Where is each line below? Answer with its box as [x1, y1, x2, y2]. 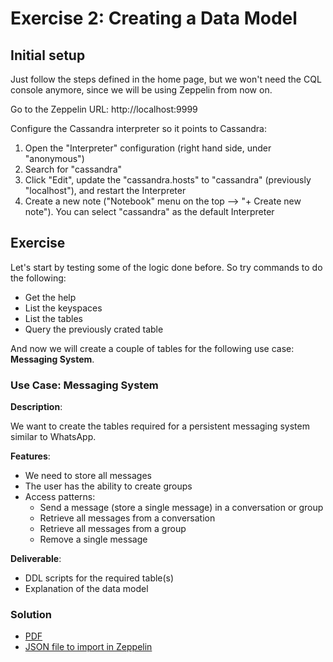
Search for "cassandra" [24, 163, 123, 175]
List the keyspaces [24, 302, 103, 314]
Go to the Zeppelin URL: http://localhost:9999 [10, 103, 198, 115]
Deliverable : [10, 553, 62, 565]
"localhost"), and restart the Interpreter [24, 185, 187, 196]
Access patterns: [24, 491, 96, 503]
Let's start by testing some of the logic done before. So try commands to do [10, 261, 323, 273]
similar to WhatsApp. [10, 431, 97, 443]
